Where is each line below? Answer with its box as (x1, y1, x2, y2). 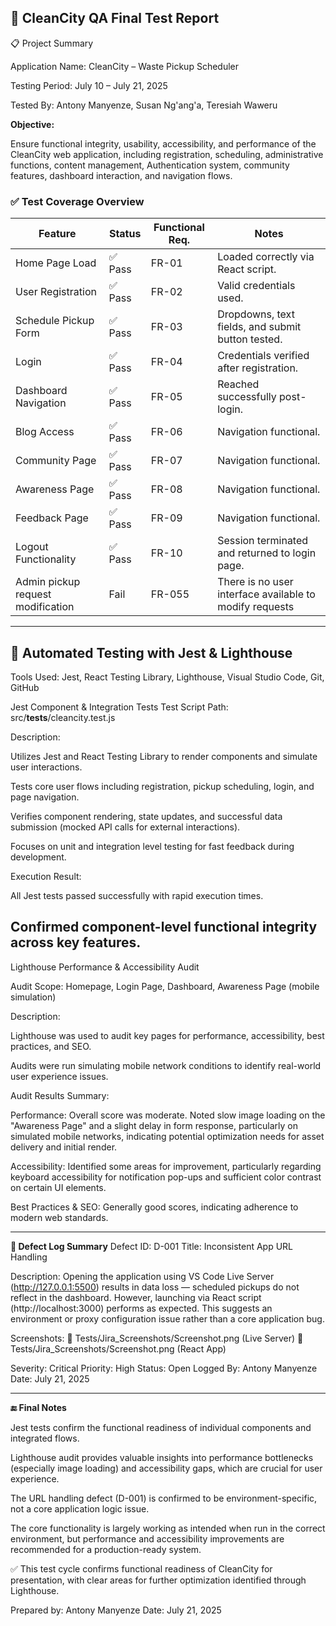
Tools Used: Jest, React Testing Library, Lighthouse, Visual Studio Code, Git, (10, 671, 325, 683)
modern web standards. (10, 1211, 109, 1223)
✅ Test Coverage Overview (10, 194, 145, 208)
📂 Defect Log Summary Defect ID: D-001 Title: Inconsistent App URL (10, 1240, 294, 1252)
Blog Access (15, 425, 75, 439)
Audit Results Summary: (10, 1089, 110, 1101)
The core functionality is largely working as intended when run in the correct (10, 1522, 326, 1534)
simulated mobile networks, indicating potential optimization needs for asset (10, 1130, 325, 1142)
